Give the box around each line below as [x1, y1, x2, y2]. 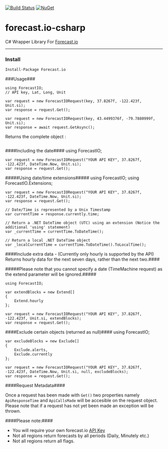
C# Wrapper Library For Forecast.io [5, 38, 78, 44]
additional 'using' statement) [5, 225, 70, 230]
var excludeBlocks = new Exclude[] [5, 339, 79, 344]
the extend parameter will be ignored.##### [5, 271, 96, 277]
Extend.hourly [14, 299, 43, 304]
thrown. [5, 408, 21, 414]
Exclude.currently [14, 352, 52, 357]
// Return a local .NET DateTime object [5, 238, 91, 243]
